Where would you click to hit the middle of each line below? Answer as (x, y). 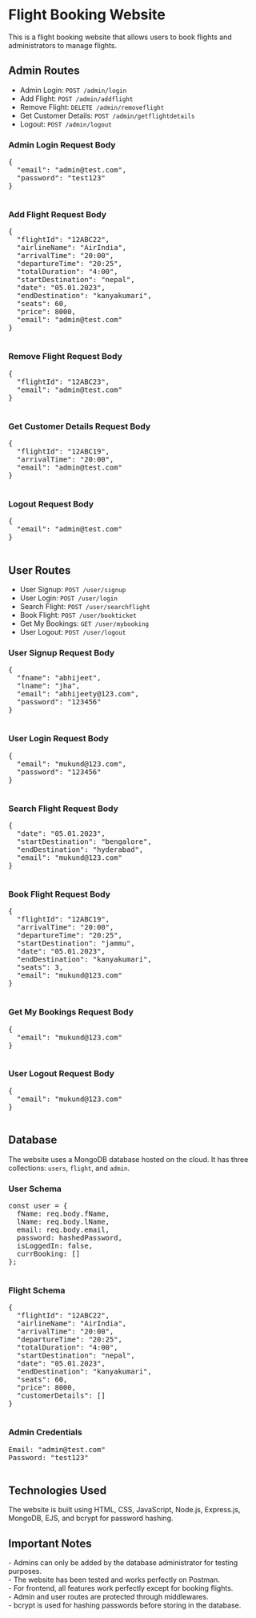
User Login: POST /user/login (69, 598)
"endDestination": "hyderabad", (80, 849)
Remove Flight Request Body (65, 357)
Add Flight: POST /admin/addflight (76, 99)
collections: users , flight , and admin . (69, 1168)
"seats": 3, (40, 968)
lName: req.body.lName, (63, 1221)
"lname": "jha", (48, 686)
